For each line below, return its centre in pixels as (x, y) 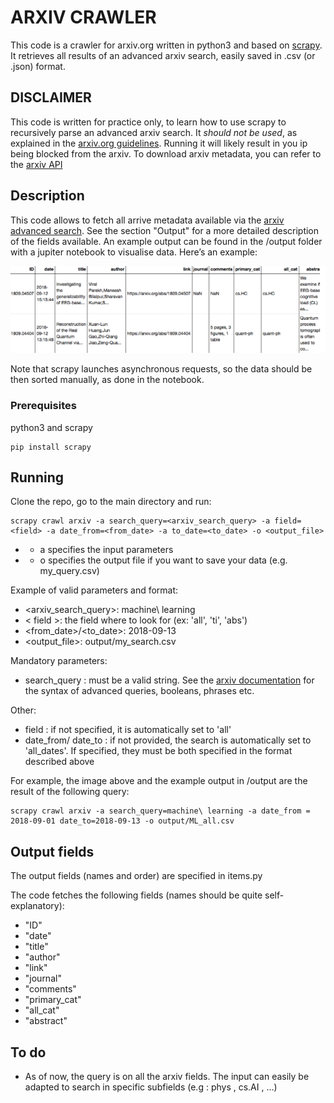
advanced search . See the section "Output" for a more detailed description (165, 230)
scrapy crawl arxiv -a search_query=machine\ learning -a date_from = (160, 811)
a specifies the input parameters (106, 550)
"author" (42, 957)
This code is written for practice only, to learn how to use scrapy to (148, 122)
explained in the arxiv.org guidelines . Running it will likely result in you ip (159, 143)
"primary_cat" (53, 1000)
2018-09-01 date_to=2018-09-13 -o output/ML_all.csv (122, 821)
